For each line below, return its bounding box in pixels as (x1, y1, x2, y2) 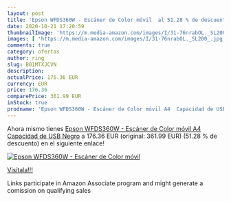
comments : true (7, 42, 51, 49)
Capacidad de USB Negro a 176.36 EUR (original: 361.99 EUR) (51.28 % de (7, 132, 218, 140)
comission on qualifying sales (7, 186, 91, 194)
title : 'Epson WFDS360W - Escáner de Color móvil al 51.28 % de (7, 16, 198, 23)
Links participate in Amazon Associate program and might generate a (7, 179, 203, 187)
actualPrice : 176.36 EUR (7, 73, 78, 81)
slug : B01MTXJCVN (7, 61, 57, 68)
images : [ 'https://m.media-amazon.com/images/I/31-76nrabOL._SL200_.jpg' (7, 36, 226, 43)
